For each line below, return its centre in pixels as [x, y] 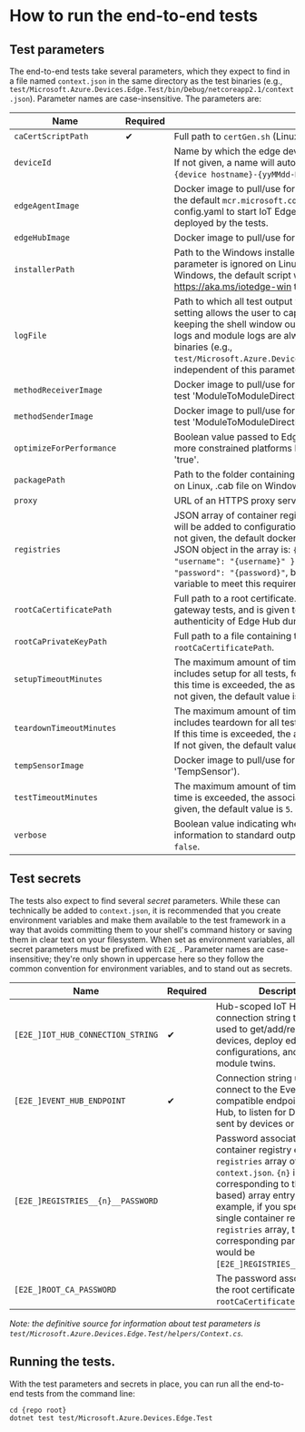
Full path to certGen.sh [222, 136]
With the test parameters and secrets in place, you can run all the [132, 1384]
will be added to [208, 527]
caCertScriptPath [51, 136]
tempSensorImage [49, 766]
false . [187, 846]
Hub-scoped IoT [251, 1006]
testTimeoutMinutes [56, 797]
